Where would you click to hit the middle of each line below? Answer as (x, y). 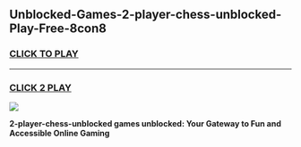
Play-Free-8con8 (58, 29)
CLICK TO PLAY (44, 54)
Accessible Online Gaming (60, 133)
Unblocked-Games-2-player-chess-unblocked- (146, 15)
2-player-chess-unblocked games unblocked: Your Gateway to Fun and (146, 123)
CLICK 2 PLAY (40, 87)
